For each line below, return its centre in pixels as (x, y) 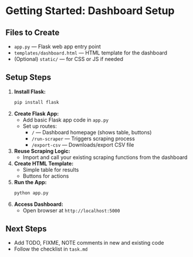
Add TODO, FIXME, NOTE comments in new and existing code (89, 243)
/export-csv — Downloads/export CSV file (83, 144)
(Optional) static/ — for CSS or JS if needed (69, 59)
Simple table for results (51, 170)
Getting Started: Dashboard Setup (90, 11)
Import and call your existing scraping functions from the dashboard (105, 157)
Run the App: (31, 182)
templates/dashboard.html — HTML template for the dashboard (91, 53)
